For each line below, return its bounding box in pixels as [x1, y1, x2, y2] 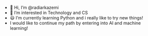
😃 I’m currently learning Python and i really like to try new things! [9, 15, 144, 20]
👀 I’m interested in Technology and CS [9, 10, 88, 16]
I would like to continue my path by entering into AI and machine [9, 20, 141, 26]
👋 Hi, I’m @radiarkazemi [9, 5, 59, 10]
